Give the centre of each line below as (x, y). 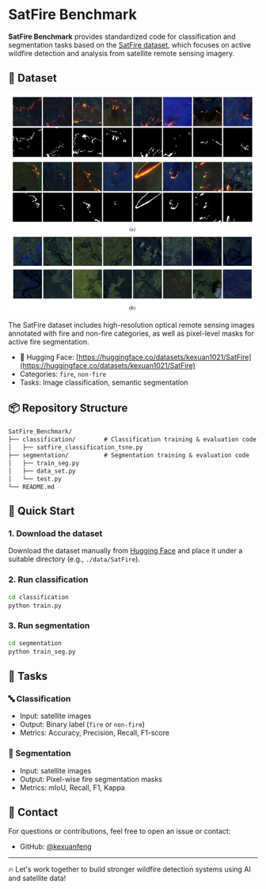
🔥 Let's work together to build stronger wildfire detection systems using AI (130, 869)
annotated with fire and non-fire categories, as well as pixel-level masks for (131, 333)
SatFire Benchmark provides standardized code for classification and (122, 36)
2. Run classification (48, 579)
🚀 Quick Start (42, 511)
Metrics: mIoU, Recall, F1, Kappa (72, 787)
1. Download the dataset (55, 534)
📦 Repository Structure (68, 408)
